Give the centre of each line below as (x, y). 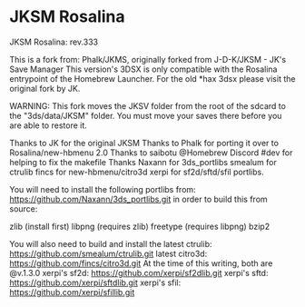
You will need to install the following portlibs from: (103, 189)
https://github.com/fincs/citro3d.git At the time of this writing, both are (141, 263)
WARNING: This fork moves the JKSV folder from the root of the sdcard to (148, 105)
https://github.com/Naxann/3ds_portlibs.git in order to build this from (138, 199)
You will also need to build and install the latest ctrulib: (111, 243)
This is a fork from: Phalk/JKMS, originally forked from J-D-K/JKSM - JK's (148, 59)
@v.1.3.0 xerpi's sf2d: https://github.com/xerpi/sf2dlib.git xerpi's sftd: (139, 272)
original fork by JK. (45, 88)
